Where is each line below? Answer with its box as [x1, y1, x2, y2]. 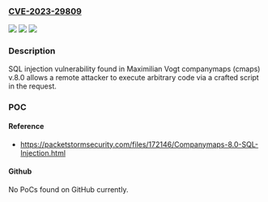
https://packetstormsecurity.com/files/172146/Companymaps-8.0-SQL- [19, 140, 259, 149]
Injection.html [19, 148, 66, 157]
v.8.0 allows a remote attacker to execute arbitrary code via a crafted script [8, 72, 259, 82]
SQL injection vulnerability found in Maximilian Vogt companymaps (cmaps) [8, 63, 261, 74]
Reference [8, 122, 45, 131]
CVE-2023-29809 [8, 6, 83, 17]
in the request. [8, 81, 57, 91]
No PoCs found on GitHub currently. [8, 184, 129, 194]
